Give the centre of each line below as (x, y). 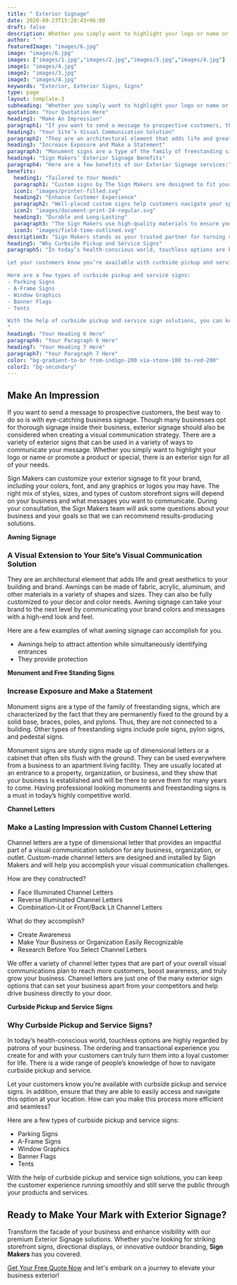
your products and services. (48, 1193)
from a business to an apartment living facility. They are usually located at (115, 765)
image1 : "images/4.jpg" (42, 66)
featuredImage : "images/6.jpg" (53, 47)
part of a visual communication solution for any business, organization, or (114, 850)
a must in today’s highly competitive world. (69, 795)
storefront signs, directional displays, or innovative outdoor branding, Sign (115, 1247)
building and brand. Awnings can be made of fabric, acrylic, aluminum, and (116, 587)
